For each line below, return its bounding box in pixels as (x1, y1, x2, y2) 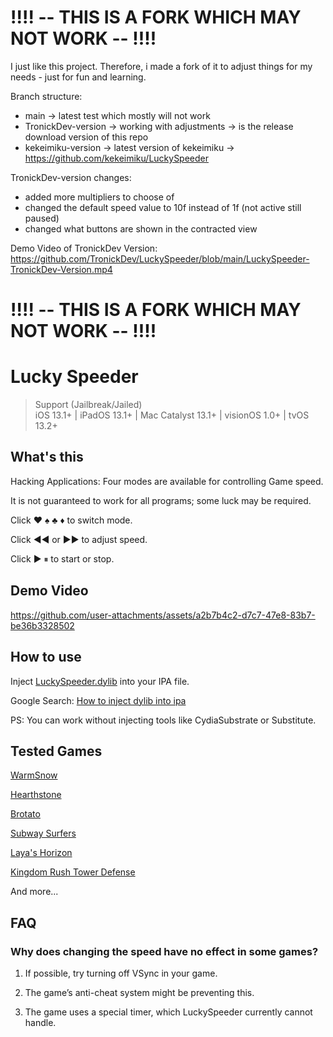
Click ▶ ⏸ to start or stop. (10, 552, 115, 565)
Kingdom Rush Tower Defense (10, 866, 136, 878)
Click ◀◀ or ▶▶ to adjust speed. (10, 533, 148, 545)
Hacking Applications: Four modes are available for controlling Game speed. (10, 475, 324, 487)
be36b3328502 (10, 619, 75, 631)
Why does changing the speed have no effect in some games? (10, 944, 319, 958)
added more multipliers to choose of (24, 191, 175, 203)
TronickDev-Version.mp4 (10, 263, 113, 275)
